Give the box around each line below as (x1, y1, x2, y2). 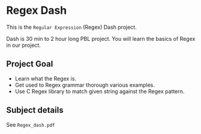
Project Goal (6, 59, 53, 69)
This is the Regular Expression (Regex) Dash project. (6, 23, 137, 31)
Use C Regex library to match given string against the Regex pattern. (14, 88, 185, 95)
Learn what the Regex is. (14, 75, 77, 82)
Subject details (6, 105, 64, 115)
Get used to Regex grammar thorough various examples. (14, 81, 155, 88)
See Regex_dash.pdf (6, 121, 55, 128)
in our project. (6, 41, 41, 49)
